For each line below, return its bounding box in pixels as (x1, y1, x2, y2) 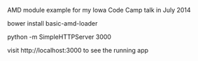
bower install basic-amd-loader (7, 19, 98, 27)
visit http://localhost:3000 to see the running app (7, 46, 149, 54)
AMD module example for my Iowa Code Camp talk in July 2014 (7, 6, 191, 14)
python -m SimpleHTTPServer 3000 (7, 33, 112, 41)
